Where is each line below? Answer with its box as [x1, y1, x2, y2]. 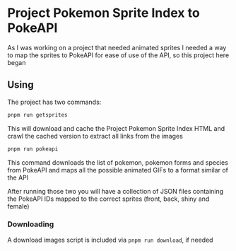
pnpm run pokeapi [7, 145, 59, 153]
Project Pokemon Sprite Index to [7, 5, 200, 21]
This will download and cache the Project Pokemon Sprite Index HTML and [7, 124, 225, 132]
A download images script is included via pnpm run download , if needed [7, 235, 213, 244]
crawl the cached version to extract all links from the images [7, 132, 184, 140]
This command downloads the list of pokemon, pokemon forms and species [7, 158, 228, 167]
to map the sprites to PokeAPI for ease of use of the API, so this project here [7, 51, 230, 59]
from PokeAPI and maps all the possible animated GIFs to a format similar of [7, 165, 228, 174]
